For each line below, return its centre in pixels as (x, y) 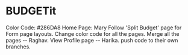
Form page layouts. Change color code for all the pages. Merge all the (92, 33)
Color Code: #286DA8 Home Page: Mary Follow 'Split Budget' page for (94, 27)
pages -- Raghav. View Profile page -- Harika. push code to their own (92, 40)
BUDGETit (31, 11)
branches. (18, 47)
